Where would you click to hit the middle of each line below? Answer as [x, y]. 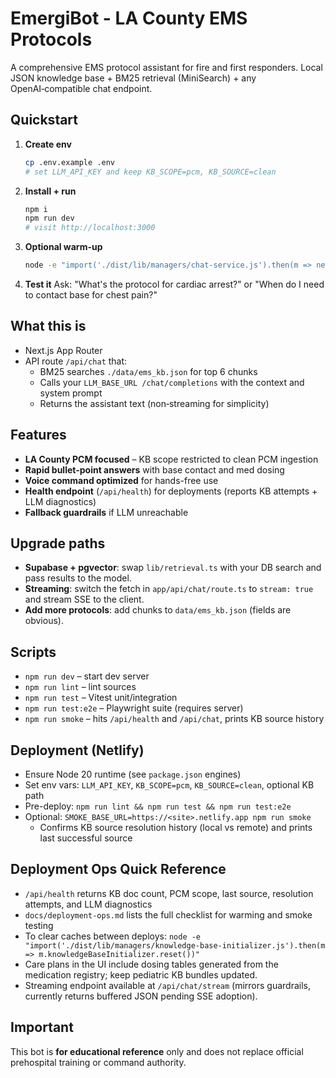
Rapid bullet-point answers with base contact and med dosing [154, 469]
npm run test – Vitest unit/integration [101, 698]
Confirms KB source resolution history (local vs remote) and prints [176, 828]
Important [42, 1027]
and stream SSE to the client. [84, 599]
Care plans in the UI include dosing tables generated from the [151, 964]
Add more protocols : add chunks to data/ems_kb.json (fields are [158, 610]
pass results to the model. [78, 578]
